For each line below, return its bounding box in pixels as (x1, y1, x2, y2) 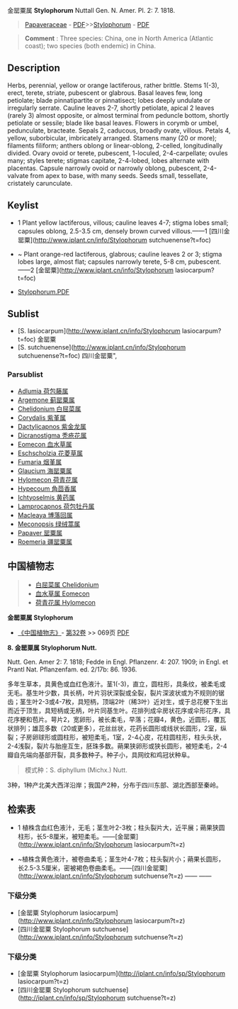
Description (7, 62, 60, 74)
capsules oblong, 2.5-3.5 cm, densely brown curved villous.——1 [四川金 (17, 226, 230, 235)
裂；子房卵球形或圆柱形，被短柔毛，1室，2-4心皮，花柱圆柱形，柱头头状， (7, 732, 225, 741)
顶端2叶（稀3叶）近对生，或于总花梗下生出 (102, 697, 228, 706)
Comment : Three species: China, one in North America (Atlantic (24, 34, 214, 43)
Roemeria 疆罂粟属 (17, 537, 73, 546)
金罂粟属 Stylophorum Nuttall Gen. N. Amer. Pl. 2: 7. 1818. (7, 6, 176, 14)
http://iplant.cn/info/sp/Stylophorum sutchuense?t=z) (20, 993, 176, 1002)
